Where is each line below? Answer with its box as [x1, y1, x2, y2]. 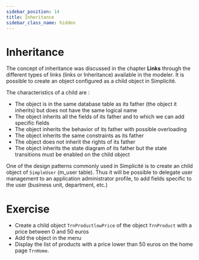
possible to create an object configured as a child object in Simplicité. [6, 78, 176, 85]
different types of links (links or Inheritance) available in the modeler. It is [6, 71, 184, 78]
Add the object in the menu [14, 234, 82, 242]
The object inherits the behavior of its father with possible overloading [14, 126, 187, 133]
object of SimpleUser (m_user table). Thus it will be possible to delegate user [6, 169, 193, 176]
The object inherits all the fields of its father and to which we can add [14, 113, 185, 121]
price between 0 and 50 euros [14, 228, 89, 235]
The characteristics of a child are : [6, 89, 90, 96]
